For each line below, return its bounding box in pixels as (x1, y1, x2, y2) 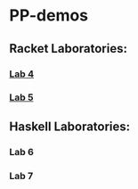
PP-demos (9, 5, 89, 26)
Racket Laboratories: (9, 41, 127, 56)
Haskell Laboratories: (9, 119, 131, 134)
